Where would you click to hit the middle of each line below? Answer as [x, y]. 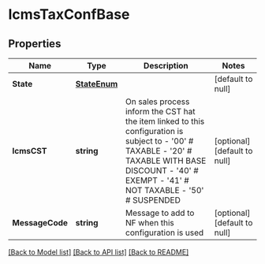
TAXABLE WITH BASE [166, 161]
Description [166, 66]
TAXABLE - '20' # [159, 151]
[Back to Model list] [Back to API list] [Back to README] [99, 252]
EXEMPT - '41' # [157, 180]
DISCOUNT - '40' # [162, 171]
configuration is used [164, 232]
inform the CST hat [160, 112]
